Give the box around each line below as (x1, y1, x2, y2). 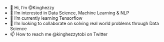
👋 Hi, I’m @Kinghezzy (9, 5, 54, 10)
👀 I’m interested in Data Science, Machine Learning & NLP (9, 10, 129, 16)
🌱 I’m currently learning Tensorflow (9, 15, 82, 21)
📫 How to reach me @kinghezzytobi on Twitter (9, 31, 108, 37)
